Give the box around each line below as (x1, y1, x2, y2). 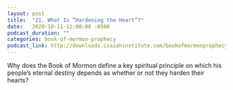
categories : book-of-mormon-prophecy (7, 36, 116, 43)
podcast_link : (7, 42, 49, 49)
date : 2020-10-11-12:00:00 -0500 (7, 23, 110, 30)
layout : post (7, 10, 45, 17)
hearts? (7, 76, 29, 84)
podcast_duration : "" (7, 29, 70, 37)
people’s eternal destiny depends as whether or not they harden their (7, 69, 205, 77)
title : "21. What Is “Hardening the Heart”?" (7, 17, 144, 24)
